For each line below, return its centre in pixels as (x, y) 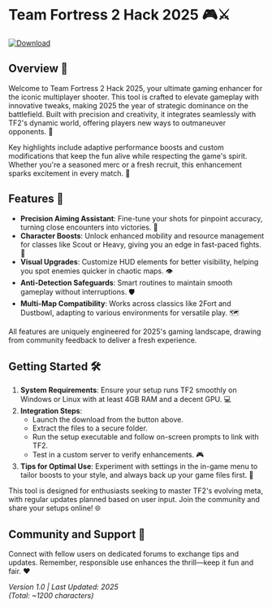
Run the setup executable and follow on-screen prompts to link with (146, 437)
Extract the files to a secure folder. (90, 428)
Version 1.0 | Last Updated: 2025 (64, 587)
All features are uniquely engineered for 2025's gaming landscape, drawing (135, 331)
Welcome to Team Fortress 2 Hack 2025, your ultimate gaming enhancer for (136, 88)
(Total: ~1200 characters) (51, 596)
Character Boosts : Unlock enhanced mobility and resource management (142, 235)
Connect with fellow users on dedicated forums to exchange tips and (124, 554)
